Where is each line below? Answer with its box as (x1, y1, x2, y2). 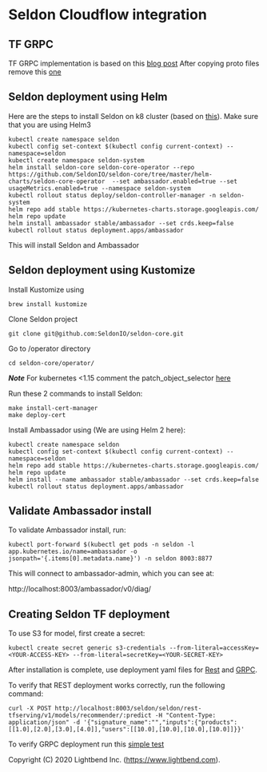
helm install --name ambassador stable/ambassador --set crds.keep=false (8, 476, 260, 483)
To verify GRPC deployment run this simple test (8, 739, 165, 749)
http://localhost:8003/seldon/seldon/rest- (54, 705, 202, 713)
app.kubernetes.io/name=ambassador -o (8, 547, 137, 556)
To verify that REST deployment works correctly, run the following (8, 681, 225, 690)
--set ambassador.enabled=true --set (111, 177, 238, 185)
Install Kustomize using (8, 285, 85, 294)
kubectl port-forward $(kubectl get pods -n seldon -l (8, 541, 195, 549)
